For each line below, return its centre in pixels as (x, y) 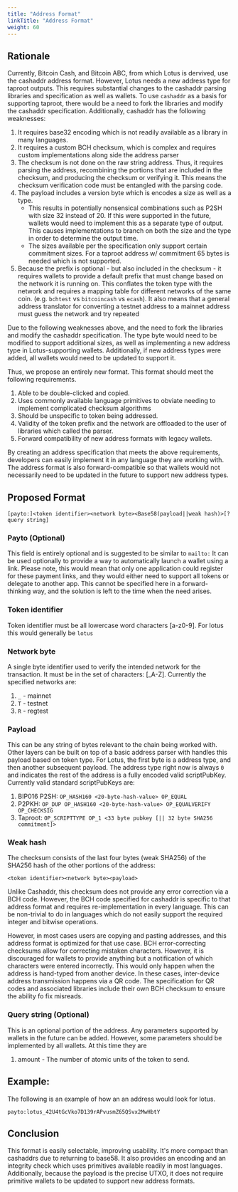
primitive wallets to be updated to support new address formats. (101, 1181)
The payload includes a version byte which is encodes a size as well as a (124, 193)
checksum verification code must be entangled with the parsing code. (120, 185)
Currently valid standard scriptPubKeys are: (71, 783)
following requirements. (42, 380)
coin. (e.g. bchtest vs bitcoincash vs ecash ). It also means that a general (123, 299)
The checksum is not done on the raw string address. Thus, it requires (120, 163)
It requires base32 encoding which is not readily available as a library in (123, 132)
